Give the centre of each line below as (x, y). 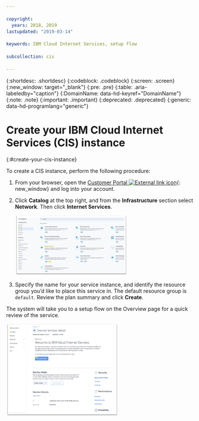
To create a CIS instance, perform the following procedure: (78, 171)
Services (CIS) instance (66, 143)
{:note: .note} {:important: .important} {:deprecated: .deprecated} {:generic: (99, 100)
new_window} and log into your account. (65, 188)
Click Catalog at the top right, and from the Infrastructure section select (104, 200)
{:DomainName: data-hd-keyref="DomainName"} (121, 93)
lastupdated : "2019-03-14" (40, 32)
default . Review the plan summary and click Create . (79, 297)
